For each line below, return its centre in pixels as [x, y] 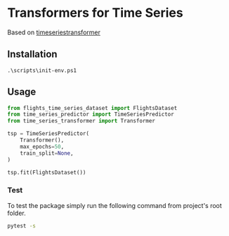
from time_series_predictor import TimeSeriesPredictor [91, 114]
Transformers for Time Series [96, 13]
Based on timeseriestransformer [54, 32]
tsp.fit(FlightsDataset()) [47, 172]
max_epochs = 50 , [42, 146]
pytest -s [22, 225]
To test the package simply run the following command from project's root [115, 205]
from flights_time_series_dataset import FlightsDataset [92, 108]
